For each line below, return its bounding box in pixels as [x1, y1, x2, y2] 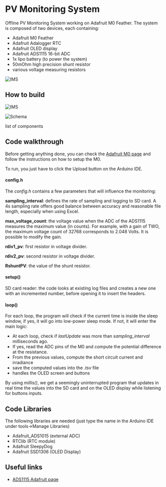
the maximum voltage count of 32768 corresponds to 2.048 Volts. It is [5, 228, 149, 234]
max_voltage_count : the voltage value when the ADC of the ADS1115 [5, 218, 146, 224]
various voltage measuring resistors [12, 66, 86, 73]
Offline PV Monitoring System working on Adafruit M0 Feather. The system [5, 20, 158, 26]
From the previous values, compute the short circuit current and [12, 354, 143, 360]
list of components [5, 123, 44, 129]
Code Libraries [5, 404, 52, 413]
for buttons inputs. [5, 390, 43, 396]
